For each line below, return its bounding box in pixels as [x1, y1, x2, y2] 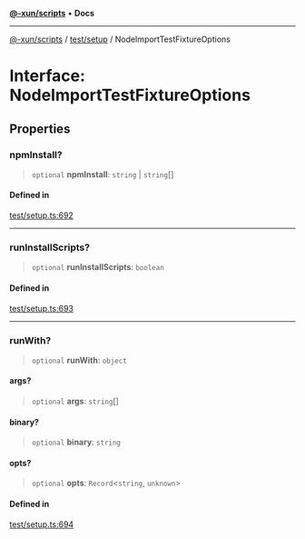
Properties [9, 121, 71, 136]
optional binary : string [31, 436, 121, 448]
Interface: [9, 65, 86, 86]
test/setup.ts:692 [9, 210, 74, 221]
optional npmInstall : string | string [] [31, 168, 174, 180]
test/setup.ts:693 [9, 303, 74, 314]
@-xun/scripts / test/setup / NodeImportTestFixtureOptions [9, 34, 231, 45]
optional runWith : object [31, 354, 127, 365]
